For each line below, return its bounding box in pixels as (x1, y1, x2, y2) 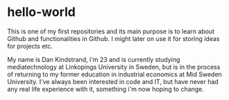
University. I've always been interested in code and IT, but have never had (7, 77, 219, 85)
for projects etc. (7, 42, 53, 50)
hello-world (7, 4, 76, 20)
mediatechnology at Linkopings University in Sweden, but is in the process (7, 62, 221, 71)
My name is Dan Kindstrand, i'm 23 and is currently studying (7, 55, 180, 63)
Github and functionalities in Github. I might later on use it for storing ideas (7, 34, 220, 42)
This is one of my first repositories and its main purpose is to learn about (7, 27, 215, 35)
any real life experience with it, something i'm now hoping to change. (7, 85, 205, 93)
